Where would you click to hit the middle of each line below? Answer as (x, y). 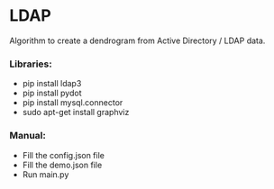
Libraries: (31, 64)
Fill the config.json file (64, 155)
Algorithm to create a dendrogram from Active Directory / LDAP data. (137, 40)
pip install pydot (52, 93)
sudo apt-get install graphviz (76, 112)
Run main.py (46, 174)
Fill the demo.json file (62, 165)
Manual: (28, 136)
